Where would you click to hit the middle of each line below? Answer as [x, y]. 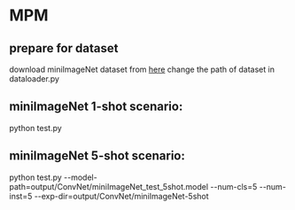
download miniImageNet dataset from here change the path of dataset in [142, 69]
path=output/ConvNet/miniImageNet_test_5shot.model [109, 186]
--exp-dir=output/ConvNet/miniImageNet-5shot [122, 196]
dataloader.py [35, 79]
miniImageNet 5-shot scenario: [97, 156]
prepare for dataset [64, 48]
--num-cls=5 [234, 186]
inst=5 [21, 196]
